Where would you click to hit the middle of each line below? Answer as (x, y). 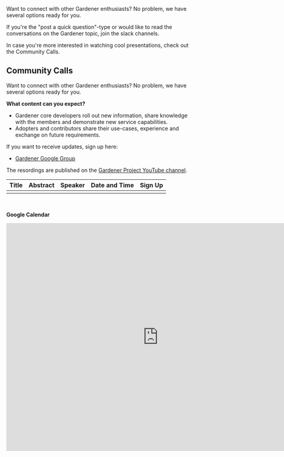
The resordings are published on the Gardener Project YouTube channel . (97, 170)
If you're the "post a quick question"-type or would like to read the (90, 27)
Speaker (73, 185)
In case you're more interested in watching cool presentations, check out (98, 45)
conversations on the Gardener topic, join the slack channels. (83, 33)
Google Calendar (28, 215)
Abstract (41, 185)
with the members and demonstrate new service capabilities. (91, 122)
